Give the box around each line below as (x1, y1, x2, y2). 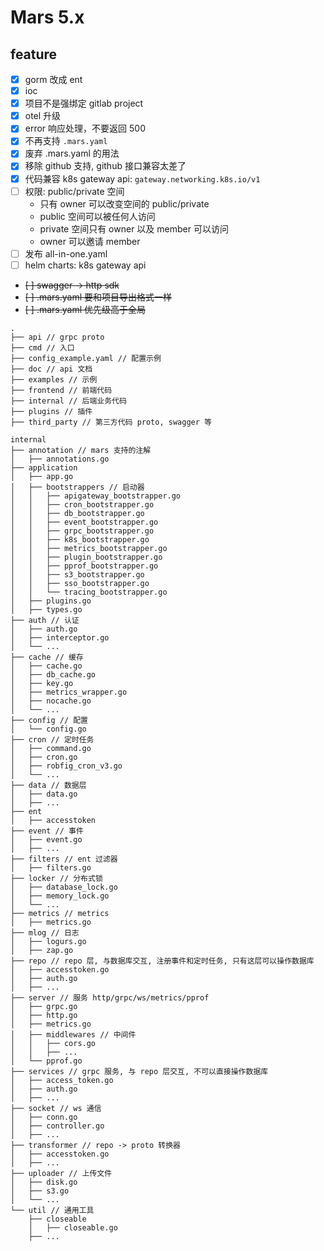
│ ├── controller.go (10, 1121, 105, 1131)
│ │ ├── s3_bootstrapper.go (10, 569, 145, 580)
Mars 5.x (10, 6, 85, 29)
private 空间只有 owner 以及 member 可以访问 (39, 222, 229, 235)
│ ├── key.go (10, 678, 74, 688)
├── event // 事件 (10, 826, 84, 836)
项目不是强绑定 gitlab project (24, 97, 144, 110)
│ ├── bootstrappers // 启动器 (10, 482, 145, 492)
